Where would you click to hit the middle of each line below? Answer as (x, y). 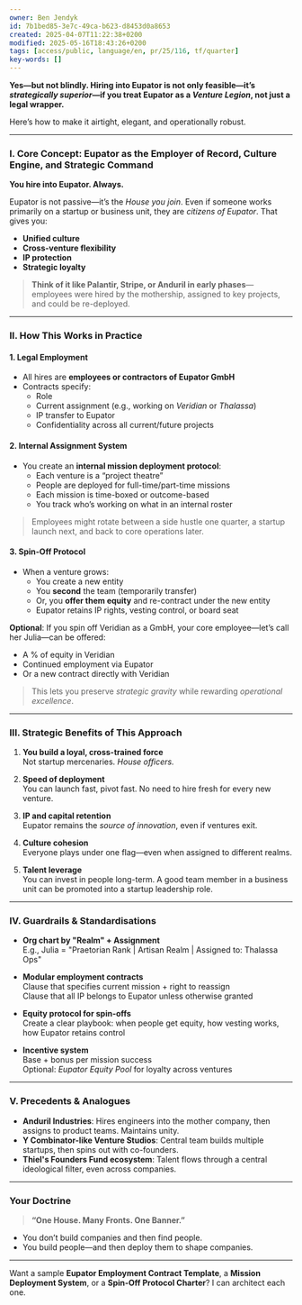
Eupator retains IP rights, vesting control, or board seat (137, 610)
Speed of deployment (63, 780)
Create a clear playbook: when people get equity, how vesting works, (151, 1023)
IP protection (47, 258)
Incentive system (55, 1050)
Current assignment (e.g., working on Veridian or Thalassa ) (146, 406)
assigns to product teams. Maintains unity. (101, 1130)
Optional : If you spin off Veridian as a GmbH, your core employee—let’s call (149, 627)
